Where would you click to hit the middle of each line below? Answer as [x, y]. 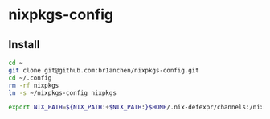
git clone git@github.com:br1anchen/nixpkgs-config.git [104, 70]
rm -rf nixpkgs [34, 85]
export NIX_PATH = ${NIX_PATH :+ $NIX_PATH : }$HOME [88, 107]
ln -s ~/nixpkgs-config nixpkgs [62, 93]
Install [24, 45]
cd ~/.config [30, 78]
